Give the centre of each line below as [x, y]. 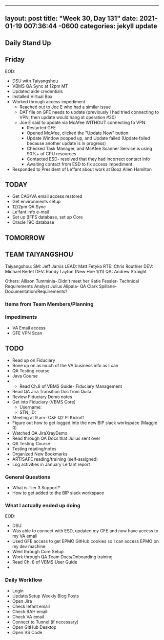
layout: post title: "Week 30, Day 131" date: [72, 18]
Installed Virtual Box [32, 96]
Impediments [21, 317]
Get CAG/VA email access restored [47, 196]
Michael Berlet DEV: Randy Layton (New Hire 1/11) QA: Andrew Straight [76, 271]
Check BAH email [30, 611]
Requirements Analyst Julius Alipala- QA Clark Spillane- [61, 286]
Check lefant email [31, 606]
